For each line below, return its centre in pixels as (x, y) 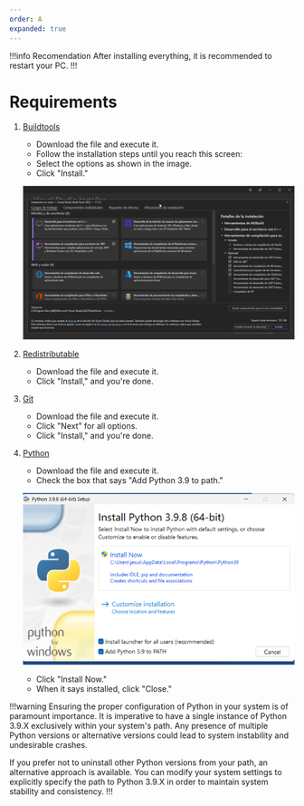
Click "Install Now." (71, 679)
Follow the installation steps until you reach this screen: (139, 154)
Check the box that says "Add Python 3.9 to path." (129, 480)
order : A (26, 19)
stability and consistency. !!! (61, 791)
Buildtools (41, 127)
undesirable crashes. (48, 744)
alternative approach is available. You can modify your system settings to (146, 772)
